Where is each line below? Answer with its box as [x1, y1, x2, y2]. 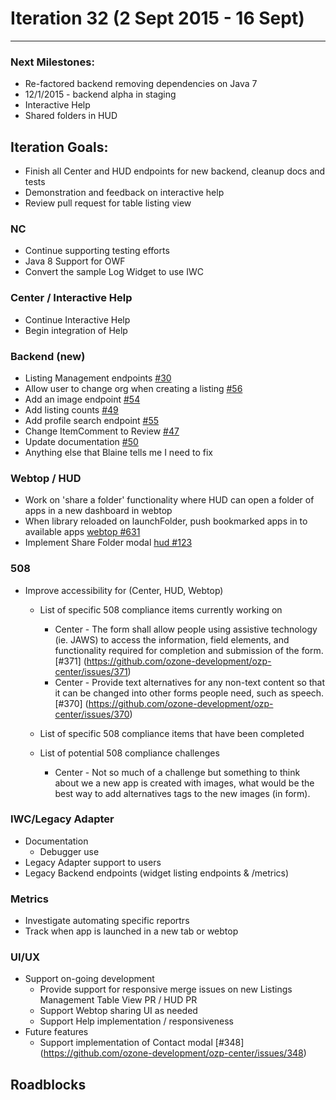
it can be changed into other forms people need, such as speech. [54, 687, 325, 699]
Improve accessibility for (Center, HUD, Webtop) [24, 584, 224, 596]
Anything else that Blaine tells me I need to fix [24, 446, 213, 458]
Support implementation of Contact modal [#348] [39, 1037, 245, 1049]
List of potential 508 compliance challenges [39, 747, 220, 759]
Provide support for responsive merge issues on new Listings [39, 983, 293, 996]
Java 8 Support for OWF [24, 255, 126, 267]
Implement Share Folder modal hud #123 [24, 537, 193, 549]
